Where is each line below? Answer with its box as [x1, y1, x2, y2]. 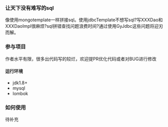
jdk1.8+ [12, 80, 28, 86]
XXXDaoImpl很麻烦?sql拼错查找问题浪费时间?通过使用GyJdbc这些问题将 [5, 23, 154, 29]
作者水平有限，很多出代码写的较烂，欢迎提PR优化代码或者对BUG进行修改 [5, 55, 156, 61]
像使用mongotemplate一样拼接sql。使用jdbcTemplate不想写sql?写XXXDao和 [5, 17, 163, 23]
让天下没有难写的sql [5, 4, 54, 11]
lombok [12, 90, 29, 96]
